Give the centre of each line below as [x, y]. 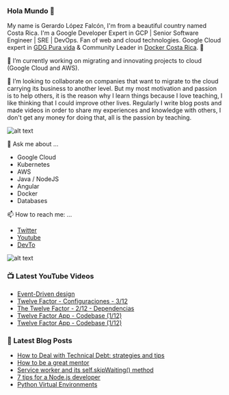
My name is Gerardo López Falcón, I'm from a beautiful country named [107, 26]
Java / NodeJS [38, 179]
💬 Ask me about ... [33, 144]
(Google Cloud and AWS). [43, 68]
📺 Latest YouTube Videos [51, 276]
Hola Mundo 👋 [31, 11]
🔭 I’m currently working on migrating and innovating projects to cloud [105, 61]
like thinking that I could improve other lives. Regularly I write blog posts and [114, 103]
